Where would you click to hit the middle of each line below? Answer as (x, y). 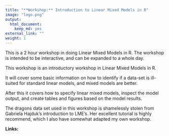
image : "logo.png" (25, 15)
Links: (12, 129)
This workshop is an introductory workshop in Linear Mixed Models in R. (81, 68)
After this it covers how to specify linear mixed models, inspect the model (82, 93)
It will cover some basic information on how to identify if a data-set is (77, 78)
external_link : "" (25, 33)
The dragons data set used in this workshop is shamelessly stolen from (80, 108)
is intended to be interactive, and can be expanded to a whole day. (75, 58)
